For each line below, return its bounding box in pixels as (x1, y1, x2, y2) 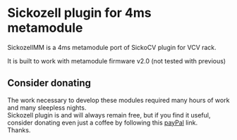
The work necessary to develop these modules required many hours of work (7, 96, 230, 104)
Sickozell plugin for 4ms (7, 5, 152, 21)
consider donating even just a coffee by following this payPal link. (7, 118, 198, 127)
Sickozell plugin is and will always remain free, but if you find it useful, (7, 110, 211, 119)
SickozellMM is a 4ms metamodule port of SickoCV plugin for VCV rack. (7, 43, 217, 51)
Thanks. (7, 125, 31, 134)
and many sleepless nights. (7, 103, 87, 112)
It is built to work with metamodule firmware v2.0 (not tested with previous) (7, 56, 226, 65)
